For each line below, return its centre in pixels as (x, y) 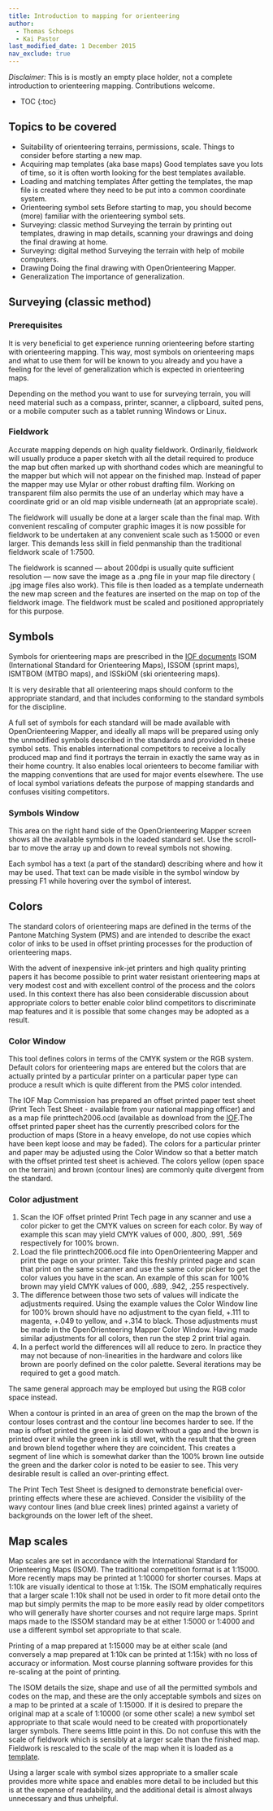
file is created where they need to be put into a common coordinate (133, 190)
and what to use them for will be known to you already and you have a (126, 360)
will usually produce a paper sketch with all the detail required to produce (131, 458)
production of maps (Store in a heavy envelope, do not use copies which (130, 1135)
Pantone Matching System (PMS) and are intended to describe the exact (130, 934)
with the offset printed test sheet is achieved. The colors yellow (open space (136, 1161)
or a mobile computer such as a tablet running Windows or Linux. (118, 411)
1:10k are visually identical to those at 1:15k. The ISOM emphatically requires (135, 1587)
